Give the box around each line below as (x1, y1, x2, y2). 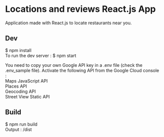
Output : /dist (5, 126, 32, 132)
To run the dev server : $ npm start (5, 52, 77, 58)
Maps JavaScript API (5, 78, 48, 84)
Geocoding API (5, 88, 36, 94)
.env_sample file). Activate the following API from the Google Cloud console (5, 67, 160, 73)
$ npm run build (5, 121, 38, 127)
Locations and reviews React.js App (5, 3, 156, 15)
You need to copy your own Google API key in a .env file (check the (5, 62, 143, 68)
